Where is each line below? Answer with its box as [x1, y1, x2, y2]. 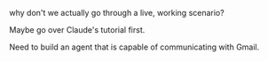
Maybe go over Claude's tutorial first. [9, 25, 146, 34]
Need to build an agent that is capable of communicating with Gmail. [9, 42, 260, 52]
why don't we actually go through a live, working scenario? [9, 8, 225, 18]
